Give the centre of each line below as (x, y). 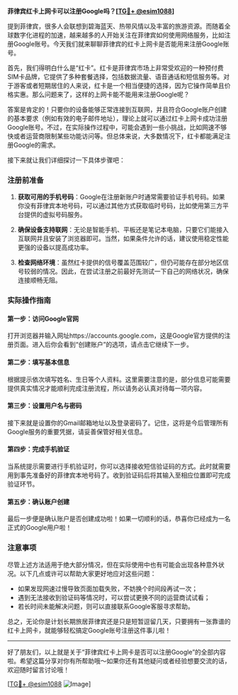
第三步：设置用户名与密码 (45, 406)
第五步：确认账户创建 (38, 501)
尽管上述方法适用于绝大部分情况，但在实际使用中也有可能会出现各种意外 (113, 565)
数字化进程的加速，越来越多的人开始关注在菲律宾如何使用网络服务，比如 (119, 35)
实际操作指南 (29, 301)
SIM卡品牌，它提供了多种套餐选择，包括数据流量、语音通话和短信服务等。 (115, 77)
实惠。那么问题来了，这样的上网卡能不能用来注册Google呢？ (101, 94)
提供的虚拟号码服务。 (55, 215)
